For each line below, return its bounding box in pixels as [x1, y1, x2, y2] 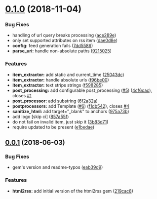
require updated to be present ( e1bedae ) [12, 124, 95, 130]
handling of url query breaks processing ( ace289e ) [12, 32, 117, 38]
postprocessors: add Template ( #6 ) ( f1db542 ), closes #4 [12, 103, 130, 109]
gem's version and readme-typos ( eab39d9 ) [12, 164, 103, 170]
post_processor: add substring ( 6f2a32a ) [12, 98, 98, 104]
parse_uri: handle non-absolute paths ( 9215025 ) [12, 48, 112, 54]
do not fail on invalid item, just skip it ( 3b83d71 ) [12, 119, 109, 124]
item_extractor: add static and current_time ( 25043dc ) [12, 72, 124, 78]
